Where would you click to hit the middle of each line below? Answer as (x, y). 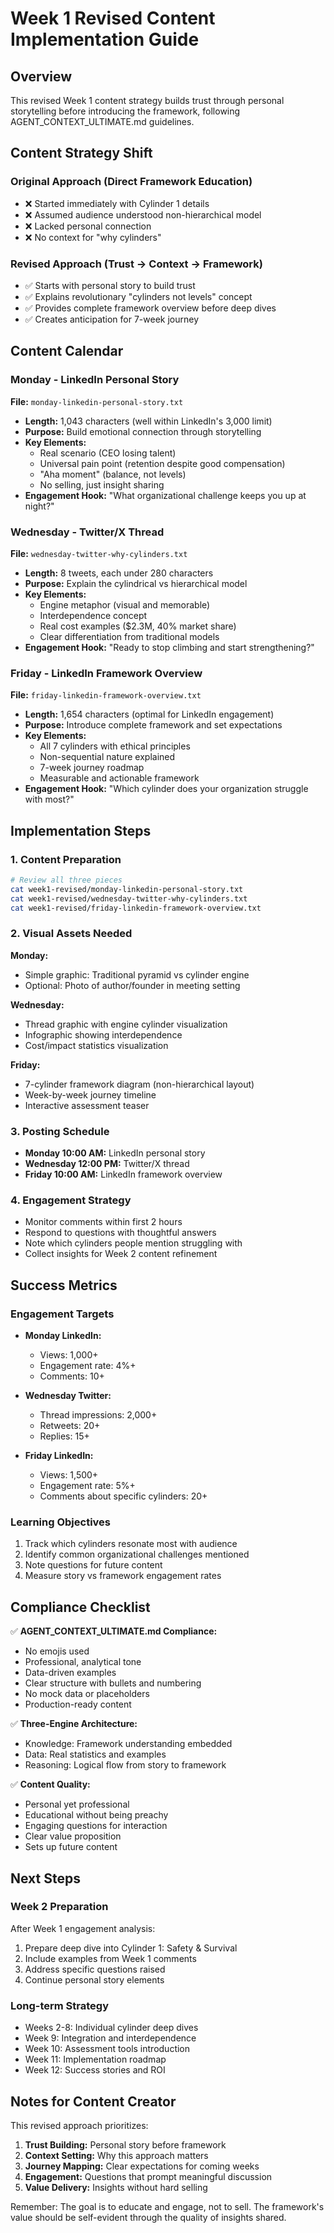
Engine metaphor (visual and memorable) (125, 604)
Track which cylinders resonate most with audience (131, 1544)
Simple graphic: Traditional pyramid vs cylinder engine (137, 974)
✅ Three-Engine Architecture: (74, 1724)
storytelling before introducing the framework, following (125, 111)
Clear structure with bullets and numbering (113, 1683)
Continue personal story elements (94, 1979)
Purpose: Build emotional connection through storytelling (143, 431)
